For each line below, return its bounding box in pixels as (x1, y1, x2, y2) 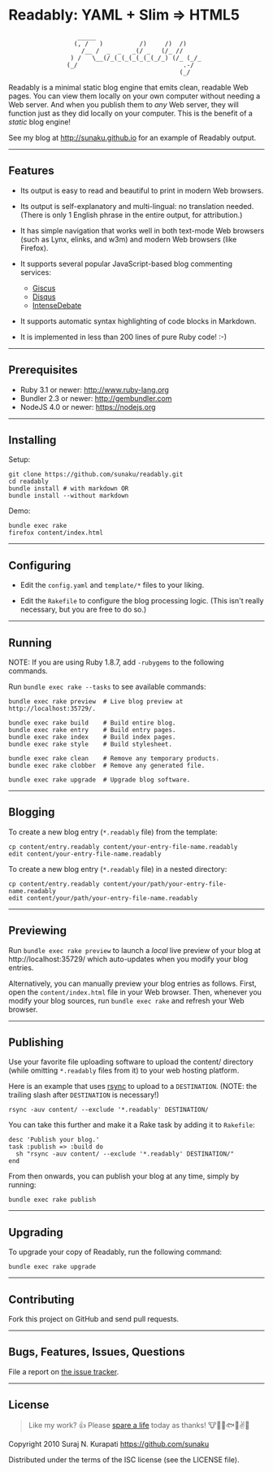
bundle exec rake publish (8, 1195, 96, 1204)
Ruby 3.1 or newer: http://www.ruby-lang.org (19, 385, 169, 394)
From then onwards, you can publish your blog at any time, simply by (8, 1171, 240, 1181)
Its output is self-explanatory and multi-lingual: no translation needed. (19, 201, 254, 211)
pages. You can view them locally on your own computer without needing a (8, 91, 261, 101)
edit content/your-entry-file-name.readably (8, 850, 162, 858)
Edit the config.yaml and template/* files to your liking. (19, 580, 205, 590)
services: (19, 267, 51, 277)
